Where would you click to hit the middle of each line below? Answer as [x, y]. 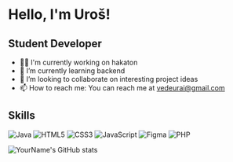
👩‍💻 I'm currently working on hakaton [78, 62]
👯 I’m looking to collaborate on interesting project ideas [109, 79]
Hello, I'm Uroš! [60, 15]
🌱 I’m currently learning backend [72, 71]
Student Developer [55, 44]
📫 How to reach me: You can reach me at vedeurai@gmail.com [122, 88]
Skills [22, 116]
